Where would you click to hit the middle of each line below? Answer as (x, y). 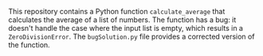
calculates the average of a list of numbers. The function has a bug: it (122, 20)
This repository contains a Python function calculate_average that (117, 11)
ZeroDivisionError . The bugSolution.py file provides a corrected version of (131, 36)
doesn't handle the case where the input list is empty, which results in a (126, 28)
